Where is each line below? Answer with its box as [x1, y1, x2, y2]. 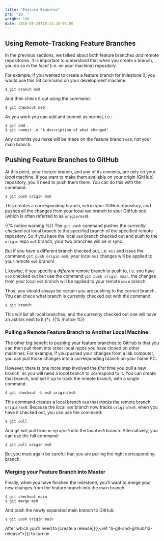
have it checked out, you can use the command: [5, 410, 103, 415]
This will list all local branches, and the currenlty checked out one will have [5, 311, 157, 317]
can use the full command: [5, 433, 59, 439]
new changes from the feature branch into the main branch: [5, 485, 126, 491]
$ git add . [5, 124, 29, 128]
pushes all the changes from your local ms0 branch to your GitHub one [5, 208, 146, 214]
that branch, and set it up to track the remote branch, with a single [5, 376, 139, 382]
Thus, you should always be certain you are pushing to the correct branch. [5, 287, 156, 293]
